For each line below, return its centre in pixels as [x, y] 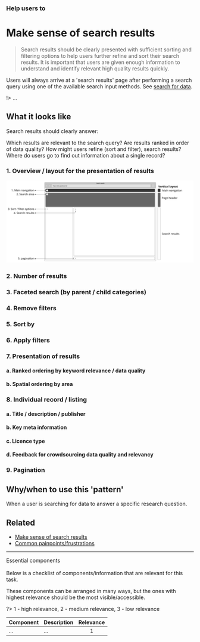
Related [21, 522]
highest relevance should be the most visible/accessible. [76, 597]
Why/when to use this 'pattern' [65, 490]
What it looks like [39, 117]
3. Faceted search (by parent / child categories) [76, 292]
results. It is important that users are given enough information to [100, 62]
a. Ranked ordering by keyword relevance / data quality [76, 371]
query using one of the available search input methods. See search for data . [99, 86]
